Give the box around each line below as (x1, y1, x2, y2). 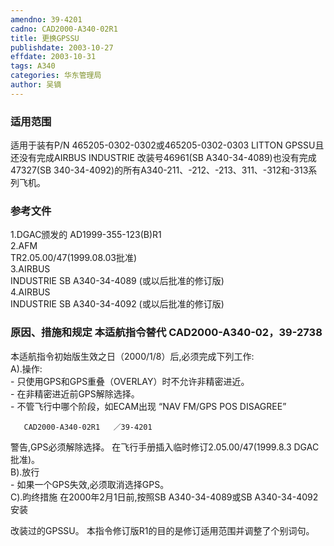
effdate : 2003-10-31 (10, 52, 97, 62)
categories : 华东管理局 (10, 71, 102, 81)
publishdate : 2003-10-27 (10, 42, 114, 53)
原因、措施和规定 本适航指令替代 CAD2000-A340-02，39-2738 (10, 326, 323, 340)
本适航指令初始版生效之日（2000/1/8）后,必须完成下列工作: (10, 350, 255, 362)
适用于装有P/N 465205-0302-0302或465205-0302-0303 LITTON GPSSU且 (10, 139, 325, 151)
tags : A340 (10, 61, 56, 71)
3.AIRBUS (10, 263, 51, 275)
